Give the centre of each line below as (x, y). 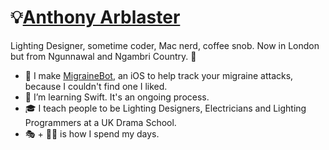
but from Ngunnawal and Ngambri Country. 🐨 (103, 56)
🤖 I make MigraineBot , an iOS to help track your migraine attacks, (159, 75)
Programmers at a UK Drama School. (100, 122)
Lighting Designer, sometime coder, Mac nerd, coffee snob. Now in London (165, 45)
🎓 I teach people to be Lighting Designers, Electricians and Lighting (165, 108)
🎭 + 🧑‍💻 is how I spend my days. (92, 133)
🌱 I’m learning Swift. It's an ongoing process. (117, 97)
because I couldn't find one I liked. (96, 86)
